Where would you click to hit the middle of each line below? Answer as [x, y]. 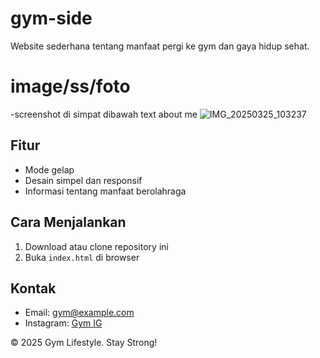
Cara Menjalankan [68, 222]
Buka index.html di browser [82, 257]
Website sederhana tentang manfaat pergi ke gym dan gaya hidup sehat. [160, 46]
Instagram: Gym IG [63, 323]
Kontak [33, 288]
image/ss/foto [70, 86]
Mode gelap [49, 169]
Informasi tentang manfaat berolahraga [105, 191]
